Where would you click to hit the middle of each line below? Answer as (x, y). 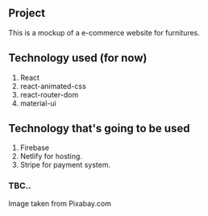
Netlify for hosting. (51, 156)
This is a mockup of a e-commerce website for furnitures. (104, 32)
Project (27, 13)
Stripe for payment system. (65, 165)
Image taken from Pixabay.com (60, 203)
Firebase (35, 147)
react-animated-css (53, 86)
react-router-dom (49, 94)
